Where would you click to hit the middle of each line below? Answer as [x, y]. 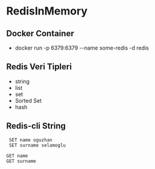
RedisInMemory [47, 11]
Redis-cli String [36, 126]
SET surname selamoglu [37, 145]
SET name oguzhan [30, 140]
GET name [17, 156]
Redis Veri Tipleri [39, 67]
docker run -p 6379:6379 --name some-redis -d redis [82, 48]
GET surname [21, 161]
